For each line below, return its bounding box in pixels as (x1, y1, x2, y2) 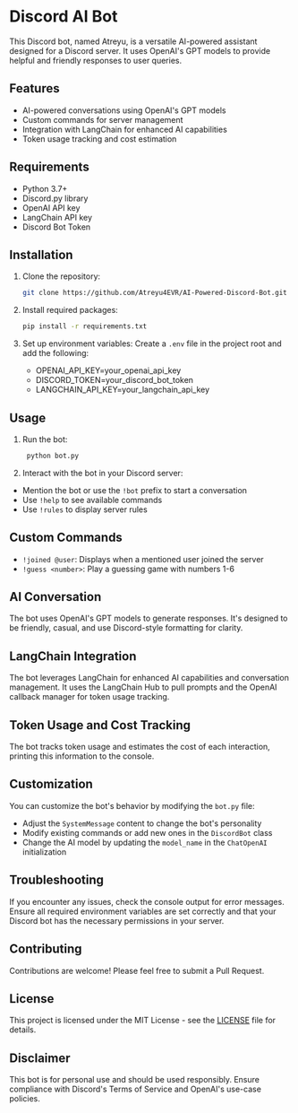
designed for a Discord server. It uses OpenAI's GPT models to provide (9, 45, 271, 56)
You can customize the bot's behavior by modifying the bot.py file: (9, 800, 255, 811)
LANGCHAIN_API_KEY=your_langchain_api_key (35, 384, 210, 396)
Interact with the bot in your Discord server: (21, 467, 183, 478)
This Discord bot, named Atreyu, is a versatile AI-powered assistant (9, 36, 258, 47)
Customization (9, 777, 94, 792)
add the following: (21, 348, 89, 359)
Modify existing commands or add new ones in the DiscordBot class (21, 827, 273, 838)
